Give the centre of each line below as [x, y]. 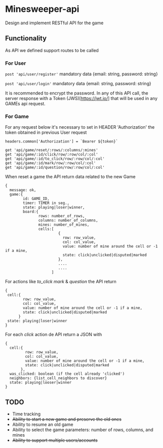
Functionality [26, 38]
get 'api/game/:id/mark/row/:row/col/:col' [51, 163]
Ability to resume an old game [43, 425]
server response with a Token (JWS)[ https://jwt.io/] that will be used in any [81, 99]
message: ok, [23, 190]
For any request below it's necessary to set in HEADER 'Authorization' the [80, 127]
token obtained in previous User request [46, 133]
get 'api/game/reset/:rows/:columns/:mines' [52, 150]
